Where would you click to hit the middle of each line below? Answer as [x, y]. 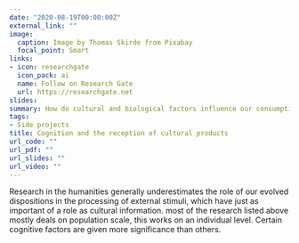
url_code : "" [33, 142]
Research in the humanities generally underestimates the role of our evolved [149, 191]
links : [21, 59]
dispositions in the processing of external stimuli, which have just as [134, 201]
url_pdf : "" [31, 150]
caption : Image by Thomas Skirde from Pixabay [105, 42]
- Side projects [39, 126]
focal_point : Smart [53, 51]
